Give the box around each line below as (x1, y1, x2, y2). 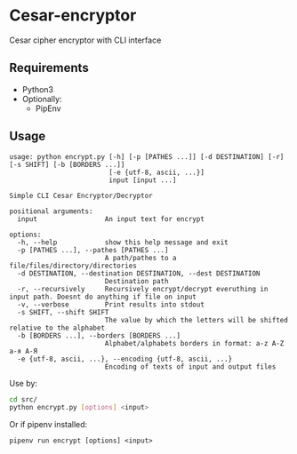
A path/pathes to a (104, 253, 177, 262)
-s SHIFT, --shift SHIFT (17, 307, 109, 316)
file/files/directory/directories (9, 261, 138, 270)
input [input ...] (108, 175, 177, 185)
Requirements (9, 60, 89, 76)
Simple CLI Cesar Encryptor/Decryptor (9, 191, 153, 200)
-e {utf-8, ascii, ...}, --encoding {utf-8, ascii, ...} (17, 354, 233, 363)
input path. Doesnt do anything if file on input (9, 292, 197, 301)
